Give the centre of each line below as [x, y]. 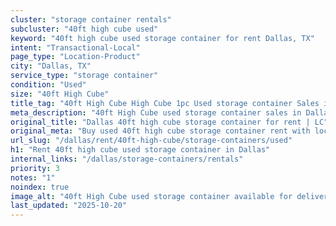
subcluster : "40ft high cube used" [84, 29]
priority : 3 [35, 168]
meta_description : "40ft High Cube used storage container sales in [156, 112]
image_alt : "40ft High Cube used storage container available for [151, 196]
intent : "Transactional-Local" [75, 47]
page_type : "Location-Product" [75, 57]
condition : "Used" [48, 85]
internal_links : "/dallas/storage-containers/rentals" [127, 159]
